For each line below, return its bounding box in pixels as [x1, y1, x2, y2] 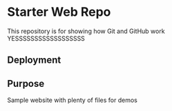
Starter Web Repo [7, 4, 111, 20]
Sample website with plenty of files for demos [7, 96, 138, 104]
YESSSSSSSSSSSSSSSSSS [7, 34, 85, 42]
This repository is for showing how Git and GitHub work [7, 27, 165, 35]
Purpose [7, 77, 45, 90]
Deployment [7, 54, 61, 66]
